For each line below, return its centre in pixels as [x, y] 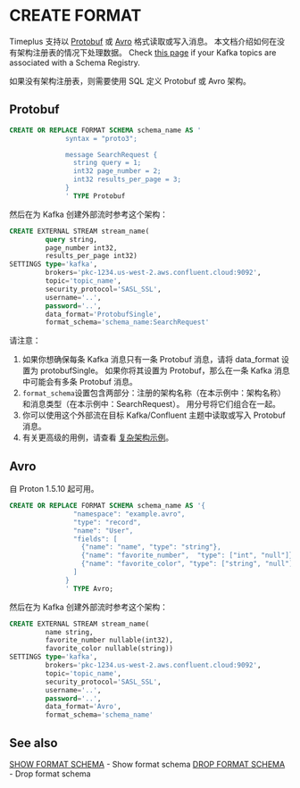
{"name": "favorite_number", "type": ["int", [169, 556]
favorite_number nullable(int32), [109, 640]
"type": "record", [107, 522]
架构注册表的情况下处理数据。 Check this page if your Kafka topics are [146, 52]
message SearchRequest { [112, 154]
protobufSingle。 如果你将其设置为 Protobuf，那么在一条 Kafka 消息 [165, 370]
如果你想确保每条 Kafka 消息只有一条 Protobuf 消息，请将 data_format [150, 360]
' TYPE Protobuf [96, 196]
